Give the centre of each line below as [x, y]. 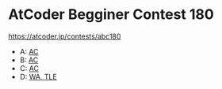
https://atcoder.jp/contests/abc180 [65, 36]
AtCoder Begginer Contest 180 [111, 15]
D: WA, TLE [38, 76]
